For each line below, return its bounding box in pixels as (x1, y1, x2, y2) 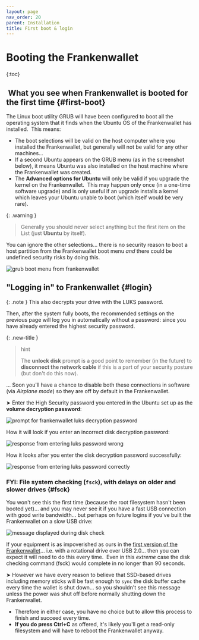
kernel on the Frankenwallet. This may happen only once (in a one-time (14, 181, 191, 188)
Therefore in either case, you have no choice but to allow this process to (14, 608, 192, 616)
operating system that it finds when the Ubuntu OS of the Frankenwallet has (6, 120, 192, 126)
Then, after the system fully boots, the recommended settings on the (6, 310, 175, 317)
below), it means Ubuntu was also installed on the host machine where (14, 162, 188, 170)
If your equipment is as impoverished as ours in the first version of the (6, 541, 178, 548)
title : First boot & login (6, 25, 73, 32)
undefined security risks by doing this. (6, 254, 100, 261)
